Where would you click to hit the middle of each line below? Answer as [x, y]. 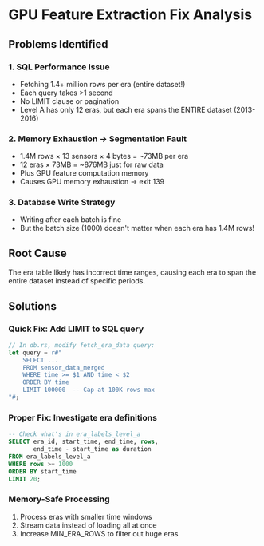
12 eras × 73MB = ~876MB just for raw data [91, 164]
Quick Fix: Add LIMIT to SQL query [76, 329]
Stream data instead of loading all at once [88, 525]
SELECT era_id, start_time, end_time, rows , [83, 442]
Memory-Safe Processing [59, 499]
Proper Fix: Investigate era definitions [83, 417]
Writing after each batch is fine [71, 220]
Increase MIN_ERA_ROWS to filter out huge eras [99, 533]
